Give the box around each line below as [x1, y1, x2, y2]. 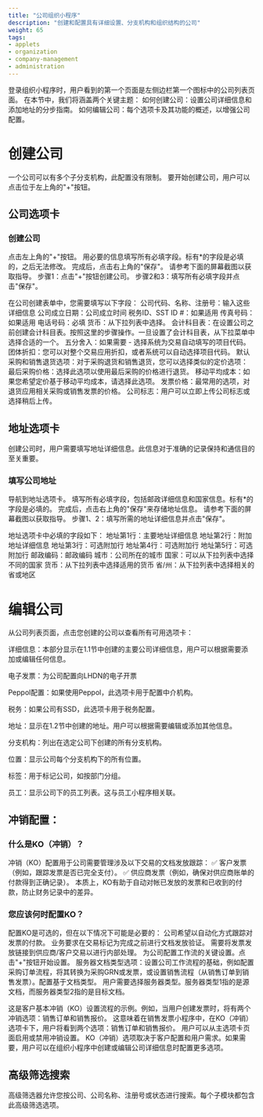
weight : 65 [8, 26, 44, 34]
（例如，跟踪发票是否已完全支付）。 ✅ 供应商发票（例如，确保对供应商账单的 [8, 868, 254, 878]
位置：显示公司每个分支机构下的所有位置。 [8, 754, 146, 764]
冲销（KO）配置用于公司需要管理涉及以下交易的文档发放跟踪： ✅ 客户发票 [8, 858, 247, 867]
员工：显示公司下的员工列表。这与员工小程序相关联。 [8, 788, 180, 798]
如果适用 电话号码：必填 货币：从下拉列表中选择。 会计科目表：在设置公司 [8, 318, 247, 327]
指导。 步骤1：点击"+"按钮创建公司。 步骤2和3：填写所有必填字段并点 [14, 272, 240, 281]
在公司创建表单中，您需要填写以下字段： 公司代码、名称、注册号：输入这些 [8, 298, 250, 308]
